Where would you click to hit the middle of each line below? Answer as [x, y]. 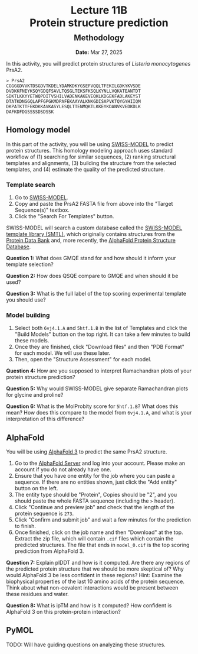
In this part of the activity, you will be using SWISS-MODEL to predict [90, 144]
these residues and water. [37, 594]
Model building [28, 315]
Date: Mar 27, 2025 [99, 52]
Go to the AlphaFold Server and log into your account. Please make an [100, 463]
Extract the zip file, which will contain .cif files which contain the [94, 539]
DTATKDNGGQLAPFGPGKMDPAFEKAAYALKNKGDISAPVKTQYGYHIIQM [74, 101]
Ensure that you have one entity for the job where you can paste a [95, 476]
